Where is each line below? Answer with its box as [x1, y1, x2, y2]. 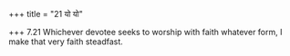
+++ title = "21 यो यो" [8, 9, 84, 19]
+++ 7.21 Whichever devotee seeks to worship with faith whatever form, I [8, 27, 283, 37]
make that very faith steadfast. [8, 36, 124, 47]
